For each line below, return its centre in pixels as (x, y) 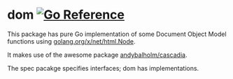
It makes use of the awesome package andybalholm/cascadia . (97, 55)
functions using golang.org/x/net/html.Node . (71, 41)
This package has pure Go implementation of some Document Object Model (117, 34)
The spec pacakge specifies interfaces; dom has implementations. (103, 68)
